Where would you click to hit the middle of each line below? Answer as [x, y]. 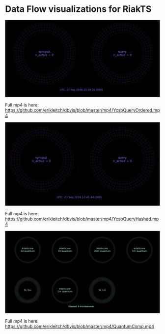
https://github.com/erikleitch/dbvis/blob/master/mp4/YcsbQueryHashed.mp [82, 219]
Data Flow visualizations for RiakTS [78, 9]
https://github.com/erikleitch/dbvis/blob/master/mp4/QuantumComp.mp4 [80, 326]
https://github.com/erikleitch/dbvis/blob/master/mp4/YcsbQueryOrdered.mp [82, 110]
